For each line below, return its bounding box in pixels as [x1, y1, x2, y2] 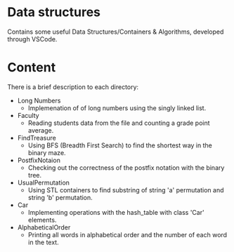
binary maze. [27, 148, 66, 157]
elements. [27, 215, 57, 224]
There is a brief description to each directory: [7, 82, 139, 91]
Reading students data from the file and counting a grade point [27, 119, 210, 127]
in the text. [27, 238, 59, 246]
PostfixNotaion [17, 156, 61, 164]
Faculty [17, 111, 40, 119]
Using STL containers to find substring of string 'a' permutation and [27, 185, 224, 194]
